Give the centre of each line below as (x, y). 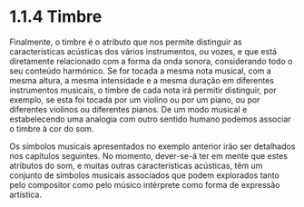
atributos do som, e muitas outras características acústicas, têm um (136, 165)
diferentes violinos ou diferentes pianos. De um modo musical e (128, 109)
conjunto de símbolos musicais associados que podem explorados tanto (144, 175)
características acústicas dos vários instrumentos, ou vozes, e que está (143, 51)
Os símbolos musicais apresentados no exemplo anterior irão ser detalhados (152, 146)
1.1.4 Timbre (56, 17)
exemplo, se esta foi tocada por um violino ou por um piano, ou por (135, 99)
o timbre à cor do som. (52, 128)
